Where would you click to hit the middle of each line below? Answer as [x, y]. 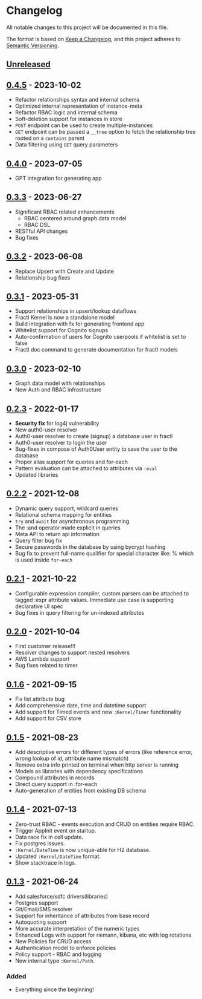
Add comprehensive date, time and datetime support [80, 706]
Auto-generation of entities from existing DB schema [80, 791]
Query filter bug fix [38, 540]
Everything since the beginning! [55, 989]
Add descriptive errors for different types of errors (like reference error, [104, 752]
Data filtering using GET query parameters [66, 145]
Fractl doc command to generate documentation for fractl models [96, 350]
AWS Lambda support [42, 659]
